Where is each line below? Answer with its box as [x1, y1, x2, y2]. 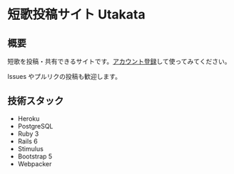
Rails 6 [17, 136, 38, 146]
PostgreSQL [17, 121, 54, 130]
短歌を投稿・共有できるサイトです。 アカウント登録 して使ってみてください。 [7, 58, 231, 65]
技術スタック [7, 95, 64, 107]
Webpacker [17, 159, 52, 168]
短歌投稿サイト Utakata [7, 6, 146, 23]
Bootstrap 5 [17, 152, 53, 161]
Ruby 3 [17, 129, 39, 138]
